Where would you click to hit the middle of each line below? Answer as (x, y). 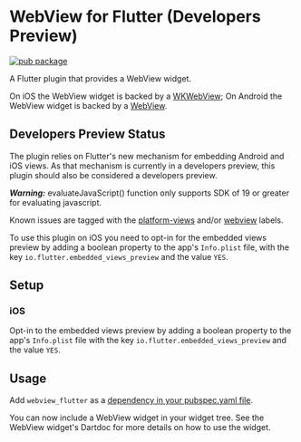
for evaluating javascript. (56, 202)
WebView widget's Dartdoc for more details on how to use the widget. (140, 428)
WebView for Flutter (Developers (135, 17)
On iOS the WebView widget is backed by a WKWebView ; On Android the (146, 96)
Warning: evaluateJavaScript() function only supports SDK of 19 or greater (150, 193)
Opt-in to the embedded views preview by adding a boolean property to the (150, 331)
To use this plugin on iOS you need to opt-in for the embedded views (138, 237)
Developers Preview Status (87, 135)
